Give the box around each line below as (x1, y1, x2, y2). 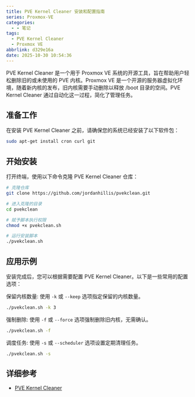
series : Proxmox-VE (6, 14, 54, 20)
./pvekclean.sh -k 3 (6, 304, 57, 311)
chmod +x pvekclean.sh (6, 222, 61, 228)
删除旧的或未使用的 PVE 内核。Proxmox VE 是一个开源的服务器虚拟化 (11, 76, 178, 84)
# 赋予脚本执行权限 (6, 217, 47, 223)
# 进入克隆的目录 (6, 201, 42, 206)
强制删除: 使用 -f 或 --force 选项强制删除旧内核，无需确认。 (6, 316, 152, 323)
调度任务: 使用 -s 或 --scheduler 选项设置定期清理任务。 (6, 339, 142, 346)
